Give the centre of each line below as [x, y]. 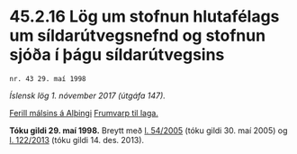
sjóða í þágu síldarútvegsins [117, 55]
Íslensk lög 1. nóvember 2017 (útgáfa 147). [88, 95]
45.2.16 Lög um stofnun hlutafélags [144, 17]
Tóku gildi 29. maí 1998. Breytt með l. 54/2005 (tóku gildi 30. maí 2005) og [148, 130]
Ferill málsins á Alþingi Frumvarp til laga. [84, 113]
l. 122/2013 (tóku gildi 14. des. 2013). [77, 140]
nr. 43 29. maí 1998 [48, 78]
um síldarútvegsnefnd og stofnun [138, 36]
